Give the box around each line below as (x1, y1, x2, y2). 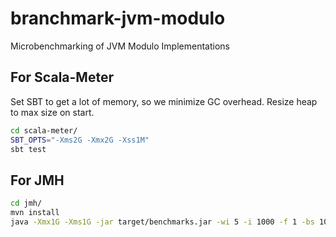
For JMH (10, 172, 65, 189)
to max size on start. (10, 106, 95, 118)
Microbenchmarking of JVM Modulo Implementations (10, 40, 230, 52)
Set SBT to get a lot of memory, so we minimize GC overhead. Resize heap (10, 95, 318, 107)
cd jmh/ (10, 198, 43, 209)
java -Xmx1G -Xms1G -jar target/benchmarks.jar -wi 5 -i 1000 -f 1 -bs (10, 217, 315, 227)
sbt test (10, 144, 47, 154)
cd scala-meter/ (10, 125, 78, 136)
